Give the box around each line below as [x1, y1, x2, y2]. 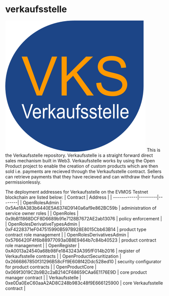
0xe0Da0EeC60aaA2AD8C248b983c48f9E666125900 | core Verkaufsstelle [5, 280, 163, 286]
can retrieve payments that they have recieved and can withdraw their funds [5, 173, 164, 180]
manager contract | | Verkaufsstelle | [5, 274, 82, 280]
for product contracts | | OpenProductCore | [5, 264, 97, 270]
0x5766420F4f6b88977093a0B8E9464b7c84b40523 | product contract [5, 237, 156, 243]
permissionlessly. [5, 179, 41, 185]
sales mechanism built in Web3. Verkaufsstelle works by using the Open [5, 157, 155, 163]
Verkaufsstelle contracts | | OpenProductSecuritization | [5, 253, 122, 259]
